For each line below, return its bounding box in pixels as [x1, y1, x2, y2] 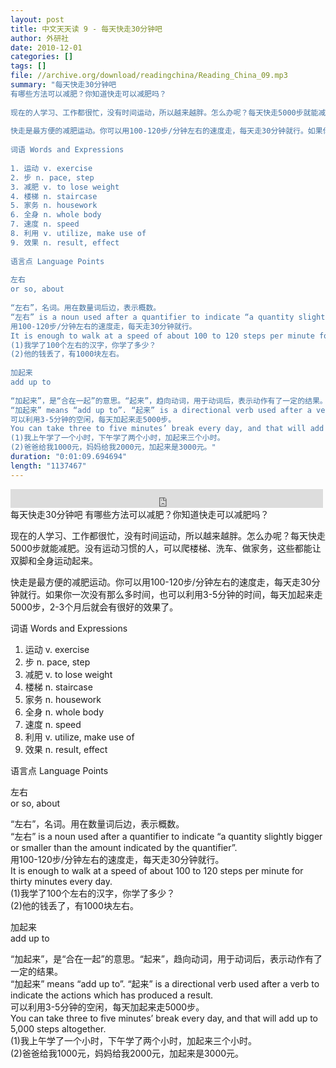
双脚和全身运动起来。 [10, 554, 98, 566]
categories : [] [10, 52, 74, 62]
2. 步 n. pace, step [10, 172, 95, 183]
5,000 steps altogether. [10, 1022, 107, 1035]
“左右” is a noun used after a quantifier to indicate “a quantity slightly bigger [10, 830, 323, 842]
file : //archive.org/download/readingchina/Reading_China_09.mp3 [10, 71, 288, 81]
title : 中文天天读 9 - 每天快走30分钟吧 [10, 24, 163, 34]
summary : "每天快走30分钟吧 [10, 80, 117, 90]
